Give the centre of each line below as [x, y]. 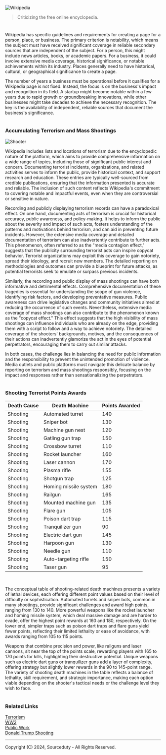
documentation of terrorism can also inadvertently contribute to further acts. [83, 240]
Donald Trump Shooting [29, 733]
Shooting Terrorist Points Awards [46, 393]
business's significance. [30, 113]
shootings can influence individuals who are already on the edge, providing [82, 323]
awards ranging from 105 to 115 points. [44, 636]
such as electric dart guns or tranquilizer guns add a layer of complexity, [79, 662]
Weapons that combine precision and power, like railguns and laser [73, 646]
